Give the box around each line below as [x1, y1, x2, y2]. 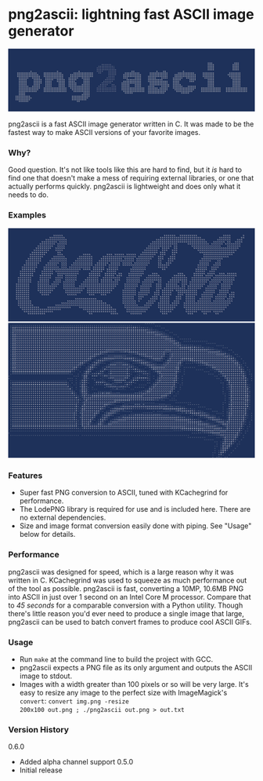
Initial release [19, 765, 63, 775]
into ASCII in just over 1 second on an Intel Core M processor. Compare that [8, 592, 251, 601]
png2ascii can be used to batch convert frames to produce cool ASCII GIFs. [8, 617, 252, 626]
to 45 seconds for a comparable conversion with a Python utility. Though [8, 600, 243, 610]
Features [8, 470, 43, 481]
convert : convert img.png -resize [19, 696, 129, 706]
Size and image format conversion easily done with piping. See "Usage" [19, 521, 252, 531]
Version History [8, 724, 69, 735]
